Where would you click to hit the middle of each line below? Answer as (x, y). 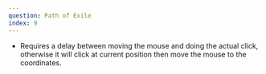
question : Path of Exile (50, 16)
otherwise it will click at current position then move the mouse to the (133, 54)
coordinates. (41, 62)
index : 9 (23, 23)
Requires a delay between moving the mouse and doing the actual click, (139, 45)
